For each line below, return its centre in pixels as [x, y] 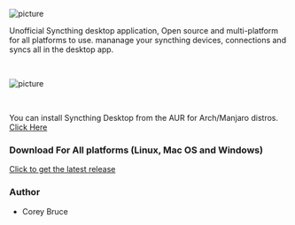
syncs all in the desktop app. [62, 49]
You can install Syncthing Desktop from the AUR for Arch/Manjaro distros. [144, 118]
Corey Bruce [45, 211]
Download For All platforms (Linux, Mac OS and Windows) [136, 150]
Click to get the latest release [62, 169]
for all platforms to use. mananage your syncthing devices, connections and [147, 40]
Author [25, 192]
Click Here [28, 127]
